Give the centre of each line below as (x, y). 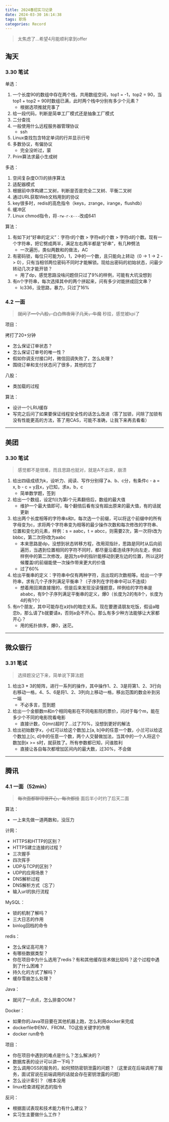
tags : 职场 (16, 19)
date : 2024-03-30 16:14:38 (33, 15)
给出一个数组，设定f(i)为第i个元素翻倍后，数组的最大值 (69, 499)
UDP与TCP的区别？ (33, 867)
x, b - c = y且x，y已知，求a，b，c (48, 487)
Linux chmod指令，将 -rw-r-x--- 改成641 (54, 216)
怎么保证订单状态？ (32, 346)
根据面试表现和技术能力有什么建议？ (50, 1108)
